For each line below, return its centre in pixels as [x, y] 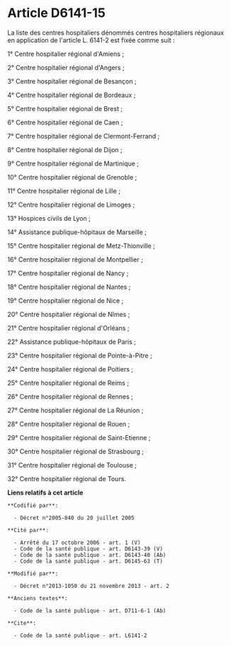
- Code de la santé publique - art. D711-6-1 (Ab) [90, 611]
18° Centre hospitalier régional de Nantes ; [69, 287]
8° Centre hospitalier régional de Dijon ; [65, 149]
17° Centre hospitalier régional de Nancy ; [68, 273]
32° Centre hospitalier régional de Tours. [67, 478]
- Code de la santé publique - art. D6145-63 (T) [88, 561]
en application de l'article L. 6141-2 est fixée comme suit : [91, 40]
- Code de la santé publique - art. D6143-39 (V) [88, 549]
